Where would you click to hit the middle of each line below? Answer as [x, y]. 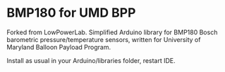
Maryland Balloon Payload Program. [59, 47]
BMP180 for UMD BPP [71, 13]
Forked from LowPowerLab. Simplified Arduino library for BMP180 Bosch [112, 32]
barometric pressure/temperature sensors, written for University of [104, 39]
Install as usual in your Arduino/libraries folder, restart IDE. [91, 60]
